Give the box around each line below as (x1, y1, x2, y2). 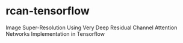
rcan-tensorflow (5, 4, 90, 18)
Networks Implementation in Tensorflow (5, 30, 105, 37)
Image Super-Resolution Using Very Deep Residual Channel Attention (5, 24, 178, 31)
